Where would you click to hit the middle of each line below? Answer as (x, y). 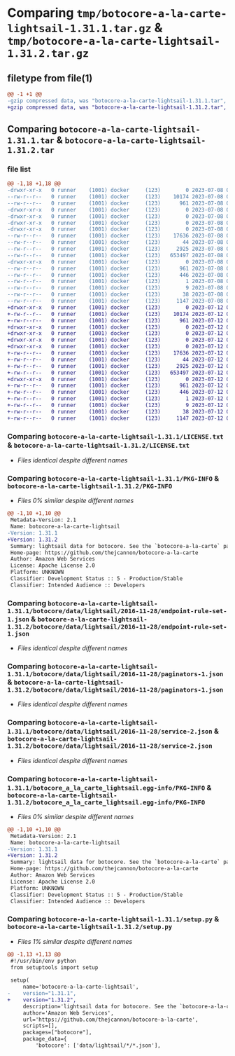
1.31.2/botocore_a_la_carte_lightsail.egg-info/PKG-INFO (106, 802)
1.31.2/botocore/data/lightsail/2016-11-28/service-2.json (110, 746)
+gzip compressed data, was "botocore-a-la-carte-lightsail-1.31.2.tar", (117, 107)
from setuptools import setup (54, 967)
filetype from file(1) (50, 78)
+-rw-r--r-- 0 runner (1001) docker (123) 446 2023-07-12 (115, 392)
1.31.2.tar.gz (48, 54)
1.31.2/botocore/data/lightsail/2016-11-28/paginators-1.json (115, 690)
